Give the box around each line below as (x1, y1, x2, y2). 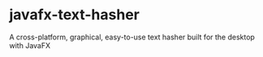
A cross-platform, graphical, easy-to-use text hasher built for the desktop (9, 32, 255, 42)
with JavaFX (9, 40, 51, 50)
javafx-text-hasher (9, 6, 140, 24)
